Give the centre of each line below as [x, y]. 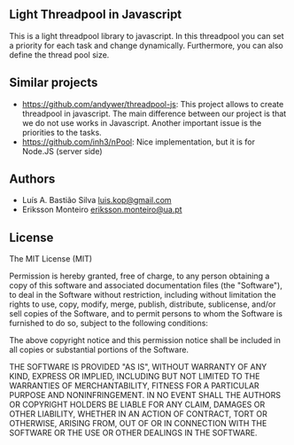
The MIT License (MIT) [51, 259]
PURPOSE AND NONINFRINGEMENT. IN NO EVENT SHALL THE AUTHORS [145, 395]
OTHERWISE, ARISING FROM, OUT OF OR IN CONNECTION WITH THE [138, 424]
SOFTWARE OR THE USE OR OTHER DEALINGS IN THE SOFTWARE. [133, 433]
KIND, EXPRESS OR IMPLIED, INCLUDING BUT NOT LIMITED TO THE [135, 377]
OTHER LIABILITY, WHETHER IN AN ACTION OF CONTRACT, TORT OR [138, 414]
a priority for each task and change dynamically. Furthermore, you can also [146, 45]
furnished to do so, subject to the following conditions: [108, 324]
